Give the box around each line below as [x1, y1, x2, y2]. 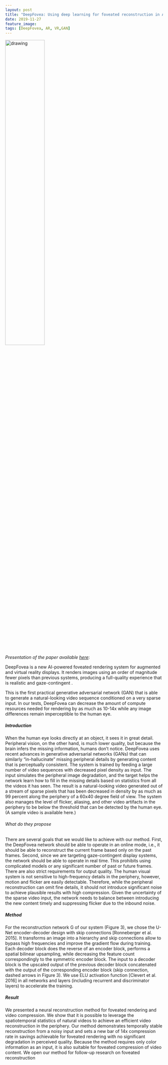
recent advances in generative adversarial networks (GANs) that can [5, 751, 146, 757]
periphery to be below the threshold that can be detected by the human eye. [5, 804, 162, 810]
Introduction [5, 722, 31, 729]
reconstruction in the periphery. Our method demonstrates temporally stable [5, 1023, 162, 1029]
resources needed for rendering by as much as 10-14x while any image [5, 705, 151, 712]
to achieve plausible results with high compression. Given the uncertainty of [5, 890, 161, 896]
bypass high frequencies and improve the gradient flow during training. [5, 940, 151, 946]
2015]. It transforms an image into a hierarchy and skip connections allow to [5, 935, 161, 941]
